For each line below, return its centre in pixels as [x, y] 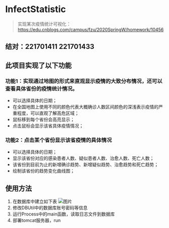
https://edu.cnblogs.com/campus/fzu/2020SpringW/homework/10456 [91, 29]
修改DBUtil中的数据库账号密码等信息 [50, 208]
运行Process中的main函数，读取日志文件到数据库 [64, 214]
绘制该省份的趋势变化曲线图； [43, 171]
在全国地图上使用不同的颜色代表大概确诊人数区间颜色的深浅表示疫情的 [86, 107]
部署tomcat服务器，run [37, 220]
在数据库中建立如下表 [35, 202]
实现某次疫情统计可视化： [44, 24]
